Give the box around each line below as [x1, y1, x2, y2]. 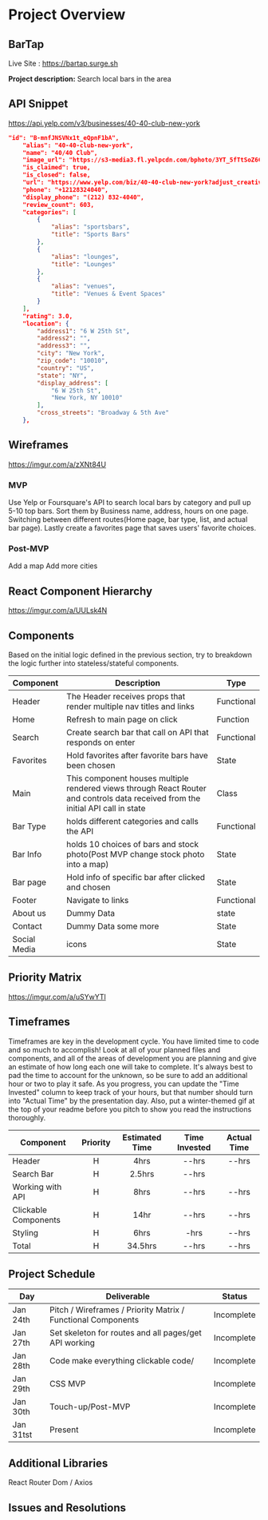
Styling [12, 1227, 38, 1238]
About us [12, 907, 46, 918]
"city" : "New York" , [37, 349, 105, 357]
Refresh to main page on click [66, 714, 178, 725]
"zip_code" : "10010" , [37, 357, 109, 365]
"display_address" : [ [37, 379, 109, 387]
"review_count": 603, [22, 201, 94, 209]
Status [222, 1291, 248, 1302]
